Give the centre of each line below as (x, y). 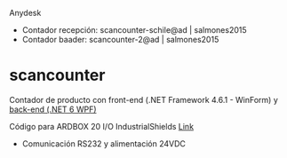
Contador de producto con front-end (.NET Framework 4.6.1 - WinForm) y (143, 99)
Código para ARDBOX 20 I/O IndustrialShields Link (101, 126)
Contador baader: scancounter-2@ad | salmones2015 (120, 39)
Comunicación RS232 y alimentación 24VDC (104, 143)
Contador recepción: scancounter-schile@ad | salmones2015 (134, 30)
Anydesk (25, 13)
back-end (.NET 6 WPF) (53, 109)
